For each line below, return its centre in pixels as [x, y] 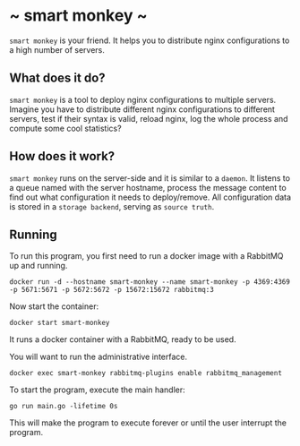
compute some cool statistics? [66, 128]
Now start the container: [54, 306]
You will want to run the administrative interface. [99, 357]
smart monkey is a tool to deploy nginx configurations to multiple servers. [143, 99]
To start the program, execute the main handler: [97, 390]
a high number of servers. [57, 49]
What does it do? [57, 78]
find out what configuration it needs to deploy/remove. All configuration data [150, 197]
